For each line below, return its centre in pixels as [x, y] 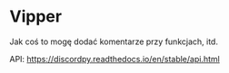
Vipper [35, 17]
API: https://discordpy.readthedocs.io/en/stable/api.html [114, 59]
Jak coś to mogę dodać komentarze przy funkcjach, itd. [114, 41]
